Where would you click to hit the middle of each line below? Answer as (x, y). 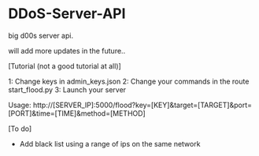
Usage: (20, 105)
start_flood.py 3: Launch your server (67, 89)
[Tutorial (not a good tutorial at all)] (65, 66)
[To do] (20, 128)
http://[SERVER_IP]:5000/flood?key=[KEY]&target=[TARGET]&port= (142, 105)
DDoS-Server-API (67, 14)
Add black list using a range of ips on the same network (110, 143)
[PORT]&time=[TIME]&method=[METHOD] (77, 113)
